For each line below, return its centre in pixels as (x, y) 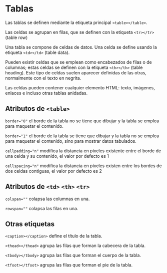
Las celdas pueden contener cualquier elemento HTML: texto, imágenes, (80, 87)
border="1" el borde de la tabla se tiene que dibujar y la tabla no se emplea (82, 136)
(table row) (16, 37)
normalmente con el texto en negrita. (43, 78)
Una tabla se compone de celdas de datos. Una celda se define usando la (81, 47)
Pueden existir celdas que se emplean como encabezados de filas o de (79, 62)
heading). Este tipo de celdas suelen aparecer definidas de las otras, (76, 72)
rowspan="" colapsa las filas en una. (42, 208)
